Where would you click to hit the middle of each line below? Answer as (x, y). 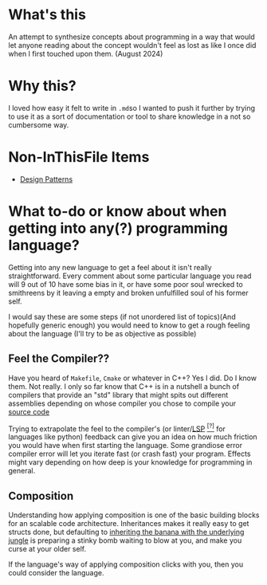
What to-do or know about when (118, 211)
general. (22, 471)
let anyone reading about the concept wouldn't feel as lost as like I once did (132, 45)
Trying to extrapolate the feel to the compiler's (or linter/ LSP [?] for (117, 428)
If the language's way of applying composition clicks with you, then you (126, 564)
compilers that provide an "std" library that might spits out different (118, 395)
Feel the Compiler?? (59, 359)
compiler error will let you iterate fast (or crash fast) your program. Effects (130, 454)
